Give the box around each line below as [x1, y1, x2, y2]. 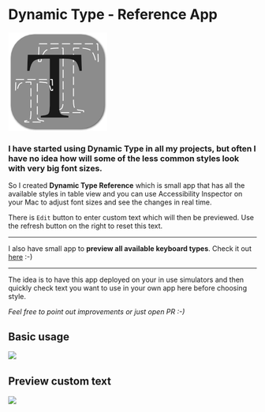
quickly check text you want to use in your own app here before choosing [8, 283, 247, 293]
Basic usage [8, 330, 69, 343]
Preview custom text [8, 375, 112, 388]
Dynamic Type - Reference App [8, 6, 218, 24]
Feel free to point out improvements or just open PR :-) [8, 307, 185, 316]
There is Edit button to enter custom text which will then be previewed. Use [8, 213, 255, 223]
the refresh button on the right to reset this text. [8, 221, 163, 230]
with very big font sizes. [8, 163, 103, 174]
